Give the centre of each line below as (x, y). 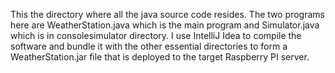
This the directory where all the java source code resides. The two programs (167, 14)
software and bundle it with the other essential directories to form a (149, 46)
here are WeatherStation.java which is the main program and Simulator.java (165, 25)
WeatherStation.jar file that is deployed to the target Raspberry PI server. (160, 57)
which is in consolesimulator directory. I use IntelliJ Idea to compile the (156, 35)
